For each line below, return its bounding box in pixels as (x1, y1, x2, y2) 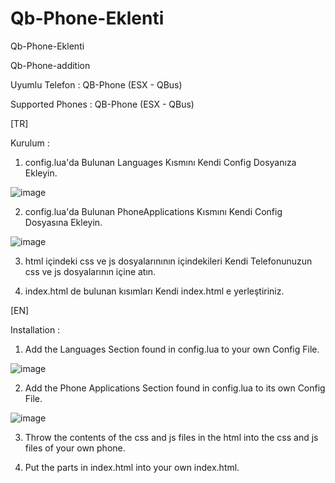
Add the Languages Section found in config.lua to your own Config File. (24, 343, 320, 355)
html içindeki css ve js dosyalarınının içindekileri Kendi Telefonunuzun (24, 255, 313, 267)
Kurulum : (10, 137, 50, 149)
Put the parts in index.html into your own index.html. (24, 461, 240, 473)
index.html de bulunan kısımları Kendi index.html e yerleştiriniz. (24, 285, 285, 297)
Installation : (10, 323, 61, 336)
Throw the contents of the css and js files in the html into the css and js (24, 431, 319, 443)
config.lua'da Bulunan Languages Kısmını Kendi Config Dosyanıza (24, 156, 297, 168)
